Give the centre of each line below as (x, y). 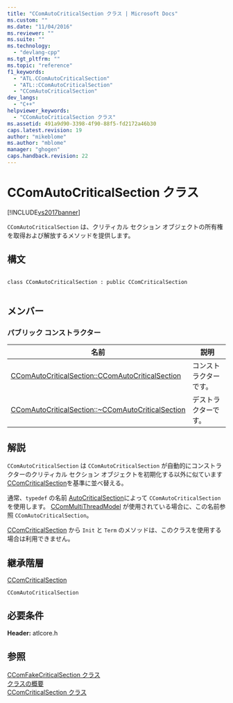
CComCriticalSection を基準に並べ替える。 (67, 483)
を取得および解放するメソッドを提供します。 (71, 235)
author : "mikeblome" (37, 136)
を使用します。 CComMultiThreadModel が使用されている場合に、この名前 (113, 507)
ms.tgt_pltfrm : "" (34, 59)
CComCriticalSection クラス (47, 692)
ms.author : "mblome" (37, 143)
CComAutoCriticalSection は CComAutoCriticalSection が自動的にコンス (109, 466)
